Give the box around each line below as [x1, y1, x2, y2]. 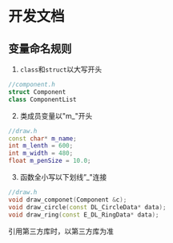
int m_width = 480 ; [8, 149, 74, 157]
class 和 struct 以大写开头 [19, 65, 103, 74]
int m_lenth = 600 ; [8, 142, 74, 150]
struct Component [8, 87, 66, 96]
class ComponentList [8, 95, 78, 103]
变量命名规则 [8, 42, 72, 55]
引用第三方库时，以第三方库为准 [8, 226, 114, 236]
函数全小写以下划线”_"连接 [19, 172, 107, 181]
